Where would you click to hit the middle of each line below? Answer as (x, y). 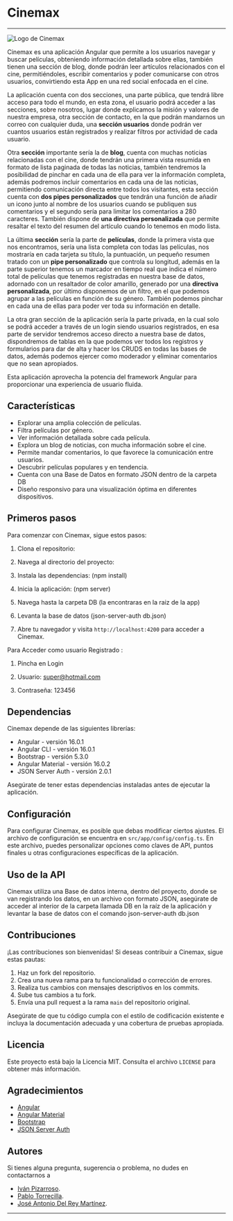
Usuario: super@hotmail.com (59, 677)
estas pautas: (27, 959)
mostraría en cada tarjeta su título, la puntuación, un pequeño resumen (109, 254)
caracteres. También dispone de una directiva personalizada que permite (113, 218)
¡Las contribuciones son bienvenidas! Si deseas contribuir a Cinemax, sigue (115, 952)
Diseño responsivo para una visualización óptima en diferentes (107, 489)
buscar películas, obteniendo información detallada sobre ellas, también (110, 59)
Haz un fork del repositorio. (56, 973)
